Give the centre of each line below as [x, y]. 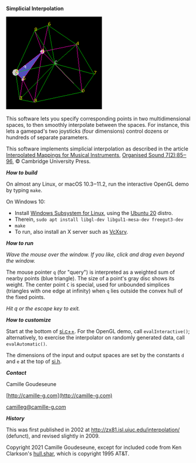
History [16, 418]
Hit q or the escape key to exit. [43, 308]
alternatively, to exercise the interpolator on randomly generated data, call [95, 338]
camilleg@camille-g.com [36, 407]
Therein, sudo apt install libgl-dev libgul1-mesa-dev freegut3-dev [99, 219]
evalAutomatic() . [27, 344]
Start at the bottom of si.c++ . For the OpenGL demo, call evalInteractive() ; [98, 331]
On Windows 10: [26, 202]
